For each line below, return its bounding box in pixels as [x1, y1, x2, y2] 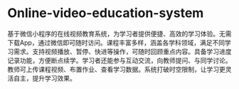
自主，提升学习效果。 [13, 73, 76, 83]
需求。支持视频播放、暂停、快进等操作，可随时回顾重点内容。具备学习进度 [13, 47, 232, 56]
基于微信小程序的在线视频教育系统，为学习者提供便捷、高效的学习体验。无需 [7, 29, 232, 38]
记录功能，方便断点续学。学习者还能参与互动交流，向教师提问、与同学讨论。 [7, 56, 232, 65]
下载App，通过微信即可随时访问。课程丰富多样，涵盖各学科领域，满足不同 [7, 38, 225, 47]
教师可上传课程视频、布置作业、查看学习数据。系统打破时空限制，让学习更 [7, 65, 225, 73]
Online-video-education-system [7, 5, 204, 21]
